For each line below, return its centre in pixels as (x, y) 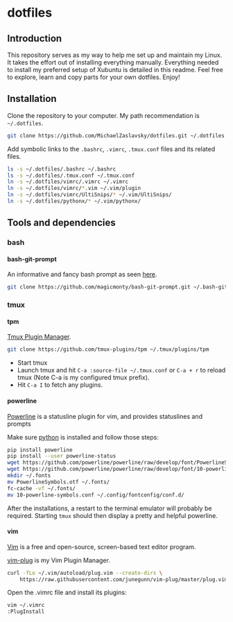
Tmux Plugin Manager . (39, 337)
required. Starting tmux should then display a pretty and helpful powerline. (113, 515)
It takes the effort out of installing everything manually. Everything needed (113, 62)
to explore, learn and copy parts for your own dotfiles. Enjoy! (94, 77)
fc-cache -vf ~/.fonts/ (42, 488)
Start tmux (32, 363)
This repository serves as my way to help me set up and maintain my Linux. (115, 55)
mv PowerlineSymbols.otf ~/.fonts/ (59, 482)
